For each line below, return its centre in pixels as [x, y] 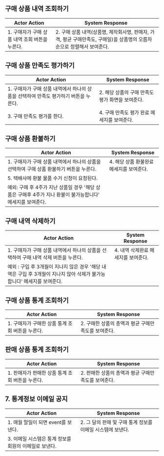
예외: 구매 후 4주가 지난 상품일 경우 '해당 [51, 187]
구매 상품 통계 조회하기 [37, 300]
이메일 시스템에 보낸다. [105, 430]
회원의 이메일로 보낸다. [32, 446]
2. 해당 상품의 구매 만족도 [127, 92]
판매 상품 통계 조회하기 [37, 350]
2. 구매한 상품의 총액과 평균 [110, 324]
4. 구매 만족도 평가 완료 [124, 112]
